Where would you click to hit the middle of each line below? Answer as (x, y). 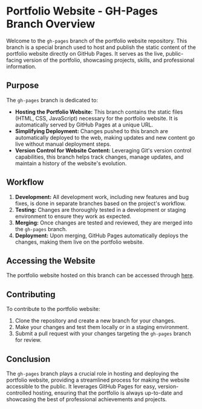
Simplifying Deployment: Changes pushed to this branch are (91, 131)
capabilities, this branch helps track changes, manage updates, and (99, 157)
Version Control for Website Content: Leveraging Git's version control (103, 150)
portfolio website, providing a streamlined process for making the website (98, 380)
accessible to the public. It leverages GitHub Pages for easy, (81, 386)
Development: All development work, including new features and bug (102, 197)
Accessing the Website (51, 260)
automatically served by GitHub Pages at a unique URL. (84, 125)
